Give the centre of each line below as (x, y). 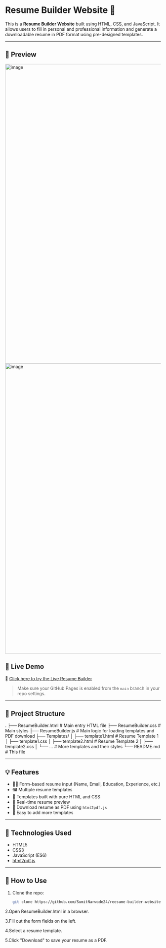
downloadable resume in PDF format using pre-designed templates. (74, 34)
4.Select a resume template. (34, 930)
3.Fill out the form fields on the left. (41, 921)
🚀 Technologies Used (38, 833)
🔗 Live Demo (25, 667)
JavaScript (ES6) (29, 855)
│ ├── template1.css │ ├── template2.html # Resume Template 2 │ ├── (79, 741)
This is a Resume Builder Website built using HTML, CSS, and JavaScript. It (83, 24)
